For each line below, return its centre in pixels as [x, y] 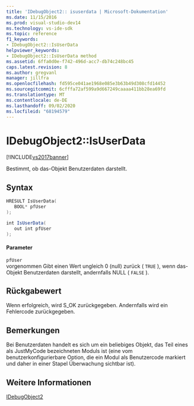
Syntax [20, 187]
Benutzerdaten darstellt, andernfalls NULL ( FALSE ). [86, 272]
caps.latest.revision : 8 [37, 67]
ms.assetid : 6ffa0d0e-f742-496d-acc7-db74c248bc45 [70, 61]
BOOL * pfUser [30, 207]
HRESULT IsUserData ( [32, 201]
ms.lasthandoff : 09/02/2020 [41, 106]
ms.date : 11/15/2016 [32, 17]
